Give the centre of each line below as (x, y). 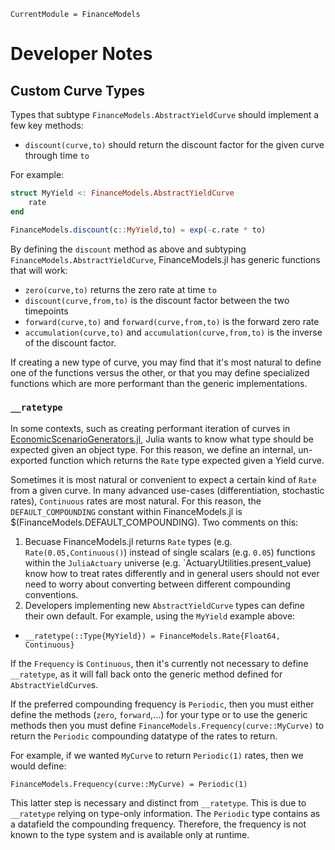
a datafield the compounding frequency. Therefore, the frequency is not (158, 824)
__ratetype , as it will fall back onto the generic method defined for (146, 674)
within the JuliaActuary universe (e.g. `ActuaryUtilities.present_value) (168, 562)
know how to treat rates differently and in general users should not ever (172, 573)
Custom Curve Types (77, 90)
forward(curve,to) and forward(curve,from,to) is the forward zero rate (172, 321)
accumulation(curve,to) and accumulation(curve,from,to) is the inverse (173, 332)
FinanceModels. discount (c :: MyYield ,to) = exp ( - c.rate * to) (138, 230)
